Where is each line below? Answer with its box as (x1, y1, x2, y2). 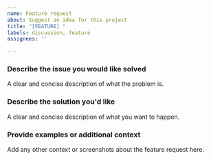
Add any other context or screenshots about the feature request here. (7, 146, 205, 154)
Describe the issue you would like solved (7, 65, 146, 74)
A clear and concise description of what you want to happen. (7, 113, 180, 121)
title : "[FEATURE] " (7, 23, 67, 30)
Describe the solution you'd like (7, 97, 115, 106)
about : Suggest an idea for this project (7, 16, 128, 23)
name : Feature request (7, 10, 72, 17)
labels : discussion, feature (7, 29, 91, 36)
